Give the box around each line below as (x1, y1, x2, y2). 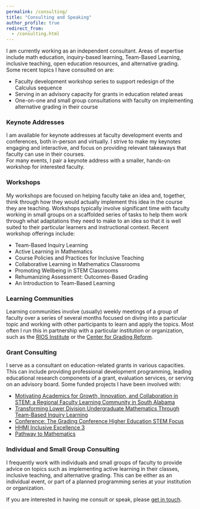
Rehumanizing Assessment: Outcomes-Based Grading (14, 273, 149, 280)
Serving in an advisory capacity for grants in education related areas (14, 91, 183, 98)
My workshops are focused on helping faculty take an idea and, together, (6, 192, 186, 199)
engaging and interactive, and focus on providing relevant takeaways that (6, 144, 186, 152)
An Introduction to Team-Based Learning (14, 279, 115, 286)
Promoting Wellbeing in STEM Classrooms (14, 267, 118, 274)
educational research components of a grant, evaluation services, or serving (6, 374, 194, 382)
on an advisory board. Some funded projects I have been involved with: (6, 381, 182, 388)
